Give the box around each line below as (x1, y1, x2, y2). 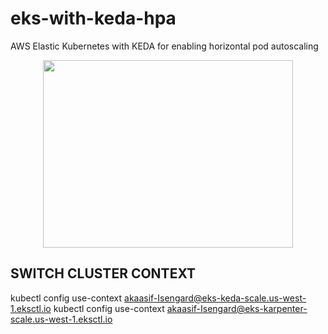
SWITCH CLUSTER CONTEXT (10, 265, 197, 282)
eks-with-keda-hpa (10, 7, 177, 30)
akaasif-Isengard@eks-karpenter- (166, 302, 308, 314)
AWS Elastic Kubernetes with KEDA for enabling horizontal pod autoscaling (10, 40, 319, 52)
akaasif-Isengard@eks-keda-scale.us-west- (124, 292, 307, 304)
